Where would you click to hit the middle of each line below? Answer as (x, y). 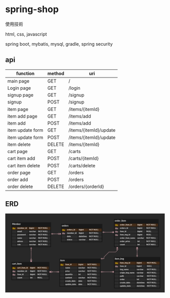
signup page (20, 95)
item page (18, 109)
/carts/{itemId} (83, 159)
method (56, 73)
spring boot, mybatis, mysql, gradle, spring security (59, 44)
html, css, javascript (26, 34)
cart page (17, 151)
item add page (23, 116)
